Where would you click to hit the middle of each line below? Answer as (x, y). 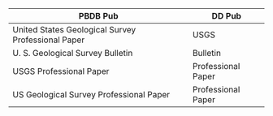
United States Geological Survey (74, 30)
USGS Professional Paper (61, 71)
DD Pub (227, 16)
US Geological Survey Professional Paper (91, 95)
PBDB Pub (99, 16)
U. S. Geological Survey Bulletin (73, 53)
